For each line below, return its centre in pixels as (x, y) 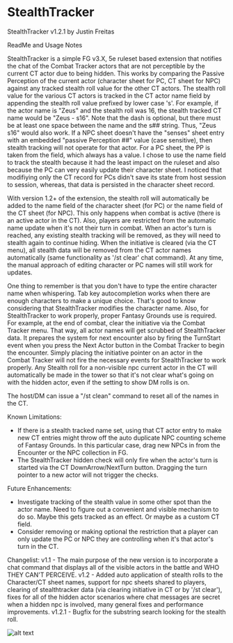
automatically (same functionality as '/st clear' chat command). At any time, (115, 257)
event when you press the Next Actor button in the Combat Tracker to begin (116, 345)
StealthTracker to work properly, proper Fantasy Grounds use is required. (112, 316)
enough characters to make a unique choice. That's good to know (102, 300)
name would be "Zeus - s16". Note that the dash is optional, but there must (114, 118)
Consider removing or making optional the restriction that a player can (118, 531)
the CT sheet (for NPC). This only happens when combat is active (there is (114, 213)
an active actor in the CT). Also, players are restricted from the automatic (112, 220)
